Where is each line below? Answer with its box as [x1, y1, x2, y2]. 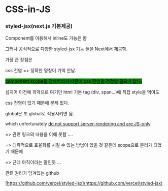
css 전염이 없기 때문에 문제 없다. [5, 100, 70, 106]
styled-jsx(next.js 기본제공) [5, 23, 73, 30]
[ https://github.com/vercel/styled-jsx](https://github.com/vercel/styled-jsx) [5, 180, 163, 186]
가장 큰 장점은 [5, 57, 33, 63]
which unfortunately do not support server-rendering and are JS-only [5, 121, 151, 127]
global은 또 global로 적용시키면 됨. [5, 111, 75, 117]
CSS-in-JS [5, 4, 51, 15]
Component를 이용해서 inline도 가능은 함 [5, 35, 87, 41]
